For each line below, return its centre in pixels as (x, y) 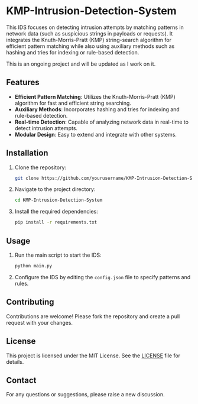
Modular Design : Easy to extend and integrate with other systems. (96, 134)
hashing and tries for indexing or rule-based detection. (73, 52)
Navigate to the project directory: (55, 189)
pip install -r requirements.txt (56, 222)
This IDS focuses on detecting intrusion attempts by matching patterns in (95, 27)
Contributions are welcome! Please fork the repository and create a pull (93, 316)
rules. (22, 283)
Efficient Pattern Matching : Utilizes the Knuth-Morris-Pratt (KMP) (95, 96)
